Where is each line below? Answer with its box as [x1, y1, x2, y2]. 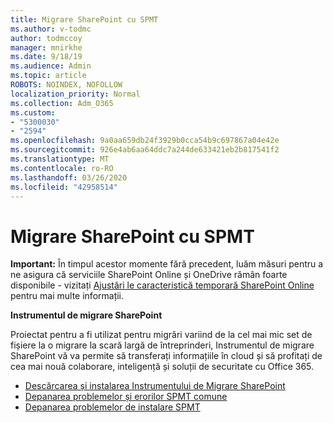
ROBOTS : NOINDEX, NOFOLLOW [10, 80, 123, 90]
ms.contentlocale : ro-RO [10, 163, 114, 173]
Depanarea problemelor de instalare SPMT [24, 401, 201, 413]
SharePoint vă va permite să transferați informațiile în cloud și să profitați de [10, 350, 323, 362]
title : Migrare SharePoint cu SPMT [10, 14, 159, 25]
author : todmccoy [10, 33, 83, 43]
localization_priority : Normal [10, 89, 141, 99]
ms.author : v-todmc [10, 24, 92, 34]
